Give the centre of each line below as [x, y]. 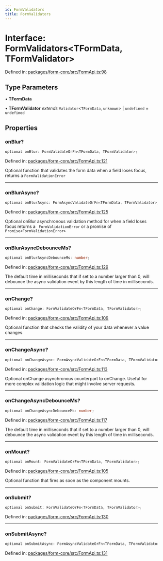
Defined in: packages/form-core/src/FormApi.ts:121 [56, 161]
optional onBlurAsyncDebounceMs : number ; [48, 258]
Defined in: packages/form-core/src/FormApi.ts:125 [57, 212]
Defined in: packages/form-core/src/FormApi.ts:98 [56, 72]
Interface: [25, 38]
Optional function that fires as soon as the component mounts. [67, 480]
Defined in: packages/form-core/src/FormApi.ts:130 [57, 517]
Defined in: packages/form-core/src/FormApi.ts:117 [56, 420]
